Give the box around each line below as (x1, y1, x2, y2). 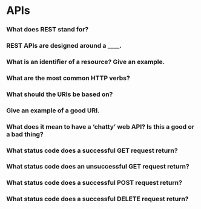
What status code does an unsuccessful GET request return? (6, 162, 189, 171)
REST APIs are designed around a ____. (6, 42, 122, 50)
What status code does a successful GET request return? (6, 146, 178, 155)
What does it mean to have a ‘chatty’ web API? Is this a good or (6, 122, 195, 130)
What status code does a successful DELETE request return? (6, 195, 189, 203)
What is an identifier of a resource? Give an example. (6, 57, 165, 66)
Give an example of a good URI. (6, 106, 100, 115)
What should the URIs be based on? (6, 90, 113, 98)
